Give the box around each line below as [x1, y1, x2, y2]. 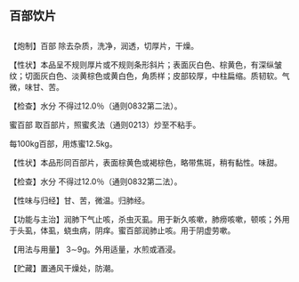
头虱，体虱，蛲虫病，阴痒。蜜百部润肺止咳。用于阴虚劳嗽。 [16, 225, 236, 236]
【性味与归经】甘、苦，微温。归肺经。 [9, 195, 149, 205]
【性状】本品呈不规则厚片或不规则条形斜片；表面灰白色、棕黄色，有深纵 [9, 59, 274, 69]
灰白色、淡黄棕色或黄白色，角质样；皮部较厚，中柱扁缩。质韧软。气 [39, 70, 290, 81]
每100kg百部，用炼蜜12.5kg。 [9, 138, 117, 149]
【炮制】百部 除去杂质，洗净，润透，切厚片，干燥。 [9, 40, 198, 51]
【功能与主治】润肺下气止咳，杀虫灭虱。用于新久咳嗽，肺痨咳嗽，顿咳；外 [9, 214, 282, 224]
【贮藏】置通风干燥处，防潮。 [9, 262, 118, 273]
